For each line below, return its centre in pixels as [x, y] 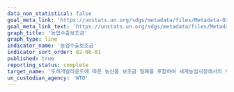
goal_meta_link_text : [39, 26]
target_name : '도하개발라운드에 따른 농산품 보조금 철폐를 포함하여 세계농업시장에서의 [115, 71]
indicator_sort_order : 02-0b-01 [54, 53]
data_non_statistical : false [49, 13]
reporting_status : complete [48, 65]
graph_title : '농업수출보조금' [47, 33]
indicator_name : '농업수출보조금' [52, 46]
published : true [31, 59]
